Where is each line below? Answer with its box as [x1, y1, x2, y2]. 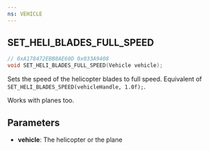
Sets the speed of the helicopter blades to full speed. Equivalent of [7, 75, 203, 84]
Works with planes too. [7, 96, 74, 105]
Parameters [7, 116, 60, 128]
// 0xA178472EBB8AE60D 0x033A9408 [7, 55, 110, 62]
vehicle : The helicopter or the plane [17, 135, 123, 144]
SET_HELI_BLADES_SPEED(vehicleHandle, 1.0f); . [7, 82, 146, 91]
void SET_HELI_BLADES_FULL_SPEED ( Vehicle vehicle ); [7, 62, 163, 69]
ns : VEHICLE [7, 10, 43, 18]
